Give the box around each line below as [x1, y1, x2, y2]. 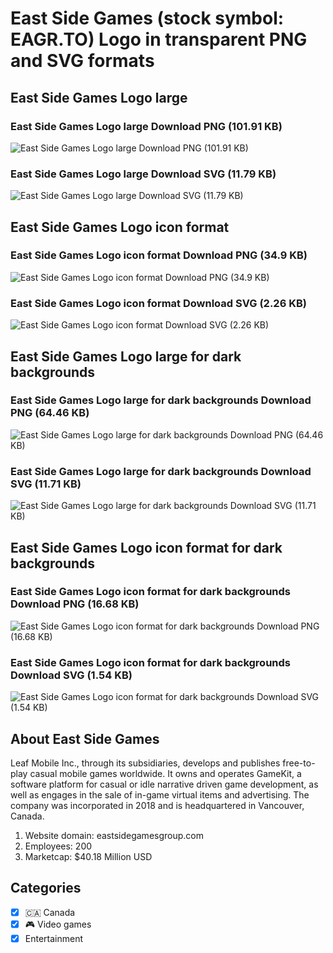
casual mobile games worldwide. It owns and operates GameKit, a [29, 767, 302, 779]
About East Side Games [10, 730, 160, 747]
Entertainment [24, 932, 84, 944]
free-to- [282, 757, 316, 769]
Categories [10, 880, 82, 897]
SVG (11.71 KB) [10, 477, 82, 491]
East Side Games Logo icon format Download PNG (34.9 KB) [10, 248, 308, 262]
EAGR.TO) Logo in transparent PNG [10, 28, 308, 51]
